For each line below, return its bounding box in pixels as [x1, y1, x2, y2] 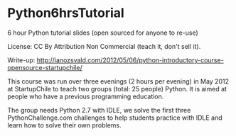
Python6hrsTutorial [7, 5, 124, 21]
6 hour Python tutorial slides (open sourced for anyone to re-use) [7, 28, 199, 37]
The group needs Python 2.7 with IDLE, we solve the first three [7, 106, 191, 114]
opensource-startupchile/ [7, 63, 83, 72]
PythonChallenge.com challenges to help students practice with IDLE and [7, 113, 222, 122]
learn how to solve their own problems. [7, 120, 122, 129]
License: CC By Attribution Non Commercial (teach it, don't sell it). [7, 42, 201, 50]
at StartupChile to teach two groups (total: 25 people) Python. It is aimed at [7, 84, 227, 93]
